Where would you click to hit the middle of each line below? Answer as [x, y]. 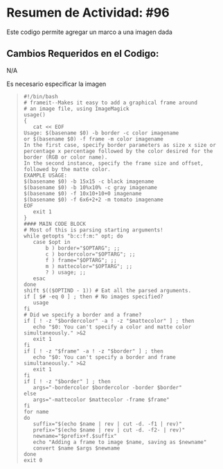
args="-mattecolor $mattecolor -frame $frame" [101, 400]
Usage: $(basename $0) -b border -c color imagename [101, 133]
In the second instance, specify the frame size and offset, [114, 163]
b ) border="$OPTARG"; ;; [83, 248]
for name [36, 412]
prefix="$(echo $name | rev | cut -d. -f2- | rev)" [109, 430]
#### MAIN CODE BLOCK [54, 224]
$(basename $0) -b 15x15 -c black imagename [89, 182]
